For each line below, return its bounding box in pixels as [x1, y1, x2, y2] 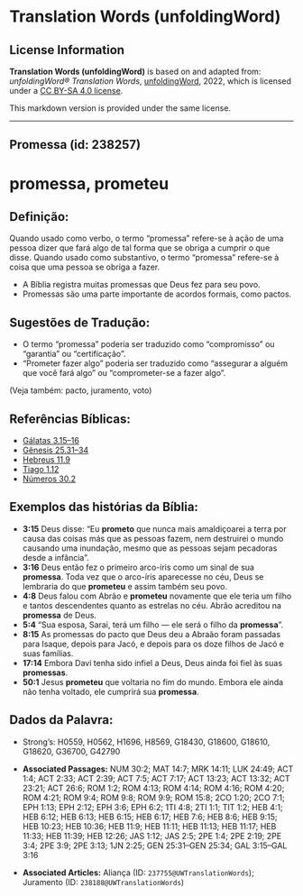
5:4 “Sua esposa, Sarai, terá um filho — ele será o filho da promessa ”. [22, 619, 284, 630]
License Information [9, 42, 124, 58]
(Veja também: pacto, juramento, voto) [9, 385, 152, 396]
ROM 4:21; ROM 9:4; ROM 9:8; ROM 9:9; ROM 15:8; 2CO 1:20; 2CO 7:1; [22, 791, 286, 803]
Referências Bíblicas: [9, 411, 131, 426]
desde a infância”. [22, 552, 89, 562]
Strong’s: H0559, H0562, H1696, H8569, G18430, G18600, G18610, [22, 736, 271, 747]
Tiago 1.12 [22, 464, 60, 475]
